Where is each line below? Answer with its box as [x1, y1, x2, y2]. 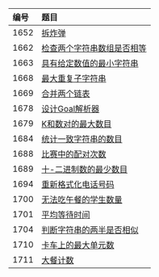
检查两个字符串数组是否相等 [41, 43, 147, 53]
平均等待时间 [41, 209, 90, 220]
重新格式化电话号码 [41, 179, 115, 190]
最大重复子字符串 [41, 73, 107, 84]
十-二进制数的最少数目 [41, 164, 128, 174]
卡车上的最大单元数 [41, 240, 115, 250]
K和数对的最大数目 [41, 119, 112, 129]
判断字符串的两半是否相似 [41, 225, 139, 235]
